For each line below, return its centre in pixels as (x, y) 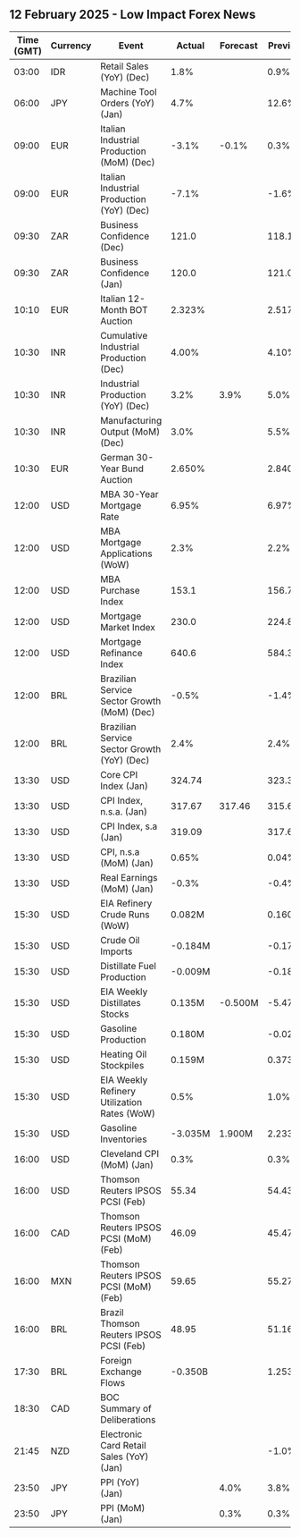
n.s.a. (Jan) (124, 811)
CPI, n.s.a (120, 851)
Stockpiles (122, 1065)
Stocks (114, 1014)
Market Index (128, 627)
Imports (116, 951)
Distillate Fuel (128, 966)
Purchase (120, 590)
